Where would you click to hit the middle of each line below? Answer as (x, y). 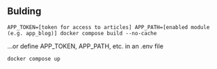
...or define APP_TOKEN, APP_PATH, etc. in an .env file (85, 46)
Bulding (24, 11)
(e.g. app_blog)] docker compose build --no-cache (82, 33)
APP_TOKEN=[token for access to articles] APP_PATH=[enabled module (108, 27)
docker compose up (34, 59)
